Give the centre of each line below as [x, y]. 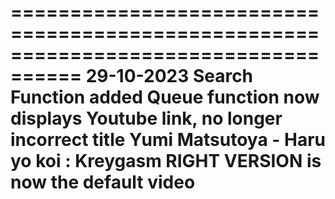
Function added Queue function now [165, 97]
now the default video [103, 182]
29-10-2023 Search [169, 76]
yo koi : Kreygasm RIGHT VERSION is [166, 161]
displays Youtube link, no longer [146, 118]
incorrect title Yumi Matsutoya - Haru [168, 140]
